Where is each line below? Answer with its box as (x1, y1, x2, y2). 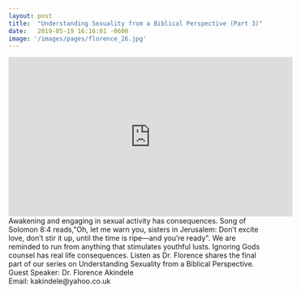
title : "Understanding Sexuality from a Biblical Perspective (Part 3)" (8, 19, 264, 28)
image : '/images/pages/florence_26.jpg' (8, 34, 148, 43)
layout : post (8, 11, 53, 20)
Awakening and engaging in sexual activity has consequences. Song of (8, 216, 247, 226)
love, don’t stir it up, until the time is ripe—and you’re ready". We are (8, 233, 237, 243)
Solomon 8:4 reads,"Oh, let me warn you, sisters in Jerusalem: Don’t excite (8, 224, 259, 235)
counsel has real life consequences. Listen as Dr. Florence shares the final (8, 250, 257, 260)
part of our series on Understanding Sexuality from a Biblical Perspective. (8, 259, 255, 269)
